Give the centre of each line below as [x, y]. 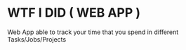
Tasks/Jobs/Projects [37, 39]
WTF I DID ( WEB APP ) [74, 13]
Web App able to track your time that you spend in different [93, 32]
